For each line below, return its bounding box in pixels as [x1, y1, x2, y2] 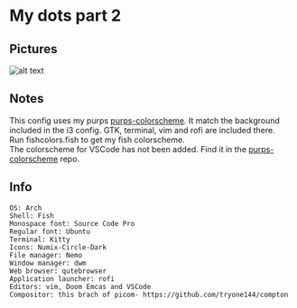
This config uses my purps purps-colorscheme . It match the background [9, 114, 280, 126]
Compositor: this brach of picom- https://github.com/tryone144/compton [9, 290, 289, 299]
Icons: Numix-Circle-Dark [9, 242, 107, 252]
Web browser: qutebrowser [9, 267, 107, 276]
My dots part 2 [9, 5, 122, 26]
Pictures [9, 41, 58, 57]
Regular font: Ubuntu [9, 227, 91, 236]
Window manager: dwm [9, 258, 88, 267]
